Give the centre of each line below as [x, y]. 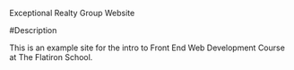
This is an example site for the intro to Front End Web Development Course [147, 48]
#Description [33, 30]
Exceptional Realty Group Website [72, 13]
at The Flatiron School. [51, 57]
